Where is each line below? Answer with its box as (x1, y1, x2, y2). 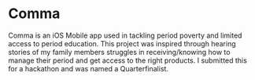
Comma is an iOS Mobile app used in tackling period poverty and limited (8, 31, 242, 40)
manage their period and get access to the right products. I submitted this (8, 56, 248, 65)
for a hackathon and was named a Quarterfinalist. (8, 64, 169, 73)
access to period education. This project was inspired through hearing (8, 38, 236, 48)
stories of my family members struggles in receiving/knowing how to (8, 47, 231, 56)
